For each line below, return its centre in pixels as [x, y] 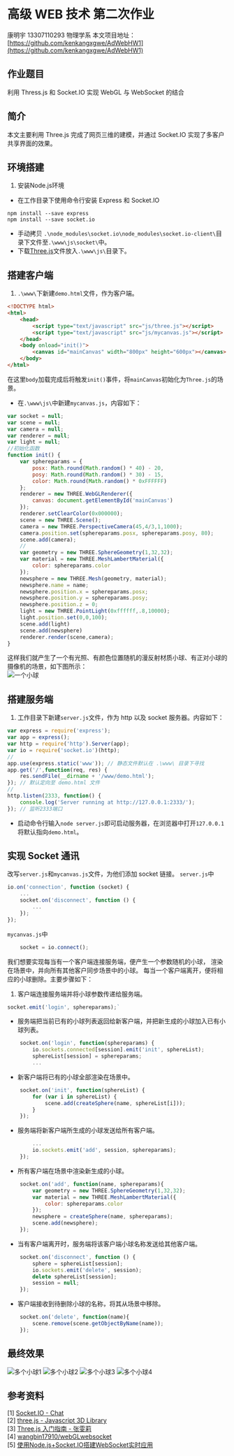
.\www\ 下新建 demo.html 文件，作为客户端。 [78, 294]
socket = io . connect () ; [54, 947]
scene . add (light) [45, 624]
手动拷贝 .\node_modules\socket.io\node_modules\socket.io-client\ [117, 233]
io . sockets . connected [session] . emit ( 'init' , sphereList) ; [118, 1050]
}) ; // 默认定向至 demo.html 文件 [54, 783]
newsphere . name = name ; [54, 585]
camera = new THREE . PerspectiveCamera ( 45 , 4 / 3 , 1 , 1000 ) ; [101, 526]
